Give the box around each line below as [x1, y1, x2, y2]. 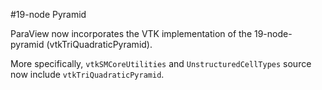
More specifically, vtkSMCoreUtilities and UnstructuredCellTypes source [10, 58, 312, 69]
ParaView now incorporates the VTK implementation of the [10, 28, 253, 39]
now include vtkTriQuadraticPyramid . [10, 69, 165, 80]
